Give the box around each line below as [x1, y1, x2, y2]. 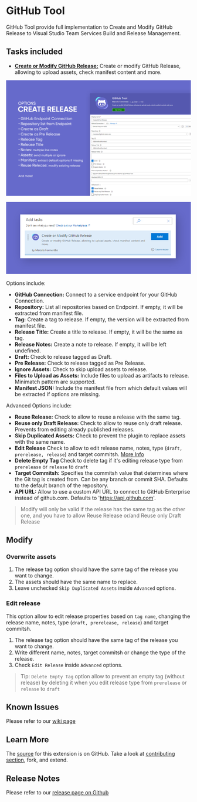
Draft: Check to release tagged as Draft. [14, 353, 112, 360]
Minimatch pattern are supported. [14, 378, 96, 385]
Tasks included [6, 47, 63, 57]
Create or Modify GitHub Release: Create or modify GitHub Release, [14, 62, 181, 69]
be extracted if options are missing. [14, 390, 101, 397]
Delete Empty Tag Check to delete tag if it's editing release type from [14, 457, 183, 464]
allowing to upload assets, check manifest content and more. [14, 69, 162, 76]
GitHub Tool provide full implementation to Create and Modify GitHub [6, 23, 173, 30]
